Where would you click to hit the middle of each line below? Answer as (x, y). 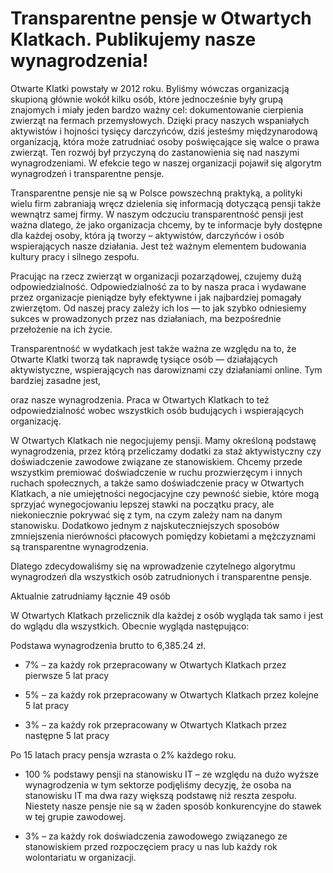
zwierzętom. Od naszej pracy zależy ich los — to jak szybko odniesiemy (158, 308)
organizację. (36, 421)
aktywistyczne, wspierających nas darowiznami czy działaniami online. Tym (166, 369)
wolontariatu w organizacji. (80, 857)
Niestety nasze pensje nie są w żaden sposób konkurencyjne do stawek (173, 806)
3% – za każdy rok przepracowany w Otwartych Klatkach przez (156, 724)
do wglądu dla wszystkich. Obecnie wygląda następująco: (130, 626)
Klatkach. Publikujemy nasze (133, 39)
